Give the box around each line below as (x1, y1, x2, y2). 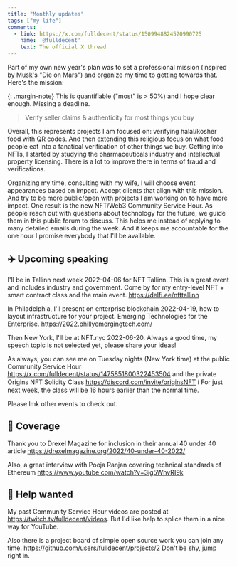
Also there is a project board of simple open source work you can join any (7, 536, 224, 545)
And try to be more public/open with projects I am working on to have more (7, 194, 228, 202)
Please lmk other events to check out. (7, 399, 118, 408)
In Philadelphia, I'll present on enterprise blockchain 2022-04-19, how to (7, 304, 220, 313)
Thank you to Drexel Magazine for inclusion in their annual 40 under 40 (7, 439, 216, 447)
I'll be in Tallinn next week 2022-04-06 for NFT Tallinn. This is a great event (7, 275, 229, 284)
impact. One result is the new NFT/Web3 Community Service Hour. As (7, 201, 213, 210)
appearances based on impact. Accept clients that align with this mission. (7, 186, 223, 194)
